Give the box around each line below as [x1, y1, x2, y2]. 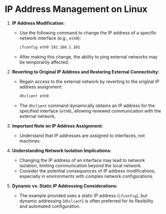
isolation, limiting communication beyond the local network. [19, 162, 142, 168]
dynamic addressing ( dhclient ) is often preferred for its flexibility [19, 197, 153, 203]
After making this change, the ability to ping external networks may [19, 53, 158, 59]
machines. [19, 137, 41, 143]
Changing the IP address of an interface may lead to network [19, 157, 145, 163]
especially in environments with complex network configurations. [19, 173, 153, 179]
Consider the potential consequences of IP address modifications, [19, 167, 156, 173]
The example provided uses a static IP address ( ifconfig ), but [19, 192, 148, 198]
